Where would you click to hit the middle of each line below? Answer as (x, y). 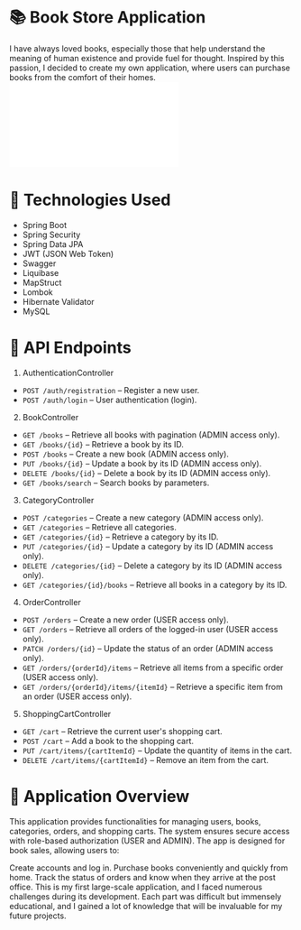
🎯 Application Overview (100, 796)
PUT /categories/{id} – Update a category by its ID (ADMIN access (148, 546)
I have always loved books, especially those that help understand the (137, 48)
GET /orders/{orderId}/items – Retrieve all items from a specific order (153, 668)
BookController (50, 417)
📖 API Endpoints (71, 348)
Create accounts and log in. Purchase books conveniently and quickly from (149, 868)
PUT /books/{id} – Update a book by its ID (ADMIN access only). (142, 463)
